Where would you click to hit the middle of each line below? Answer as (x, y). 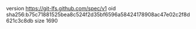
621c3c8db (20, 21)
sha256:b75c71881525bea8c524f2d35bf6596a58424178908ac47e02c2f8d (98, 14)
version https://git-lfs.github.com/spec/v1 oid (61, 8)
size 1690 (46, 21)
